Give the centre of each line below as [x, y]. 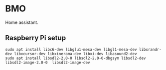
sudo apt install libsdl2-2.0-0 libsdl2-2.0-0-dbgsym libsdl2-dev [76, 58]
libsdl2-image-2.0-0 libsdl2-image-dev [48, 63]
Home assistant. [22, 22]
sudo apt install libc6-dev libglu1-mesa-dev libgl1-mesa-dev [71, 49]
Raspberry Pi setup [36, 38]
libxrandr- [150, 49]
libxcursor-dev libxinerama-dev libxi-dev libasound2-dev [76, 54]
